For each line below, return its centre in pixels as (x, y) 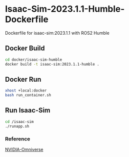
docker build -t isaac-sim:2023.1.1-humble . (52, 64)
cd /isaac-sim (20, 122)
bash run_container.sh (28, 95)
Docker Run (23, 79)
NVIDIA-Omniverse (24, 149)
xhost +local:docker (26, 91)
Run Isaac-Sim (28, 110)
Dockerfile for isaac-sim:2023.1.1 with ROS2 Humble (57, 33)
